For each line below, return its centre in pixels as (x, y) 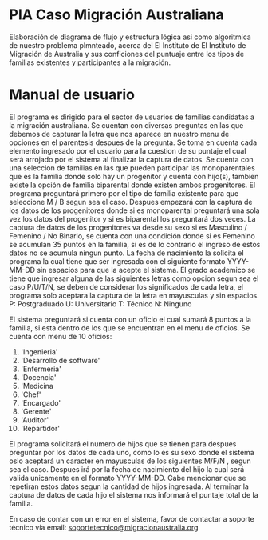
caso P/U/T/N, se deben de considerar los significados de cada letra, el (126, 286)
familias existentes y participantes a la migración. (90, 62)
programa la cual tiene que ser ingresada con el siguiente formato (117, 261)
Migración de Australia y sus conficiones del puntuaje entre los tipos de (127, 54)
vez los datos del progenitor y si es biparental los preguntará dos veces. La (132, 218)
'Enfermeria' (41, 369)
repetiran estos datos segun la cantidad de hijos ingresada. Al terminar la (129, 486)
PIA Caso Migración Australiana (116, 15)
